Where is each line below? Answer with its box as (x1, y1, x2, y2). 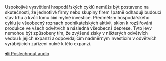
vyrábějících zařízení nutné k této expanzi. (5, 41, 92, 46)
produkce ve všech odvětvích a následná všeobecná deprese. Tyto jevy (5, 25, 152, 31)
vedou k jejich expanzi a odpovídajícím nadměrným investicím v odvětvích (5, 35, 157, 41)
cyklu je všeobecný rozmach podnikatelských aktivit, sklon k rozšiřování (5, 20, 153, 26)
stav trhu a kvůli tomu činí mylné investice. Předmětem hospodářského (5, 15, 150, 20)
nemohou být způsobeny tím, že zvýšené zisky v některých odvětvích (5, 30, 148, 36)
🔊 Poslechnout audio (5, 51, 50, 56)
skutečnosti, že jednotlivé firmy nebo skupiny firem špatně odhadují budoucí (5, 9, 161, 15)
